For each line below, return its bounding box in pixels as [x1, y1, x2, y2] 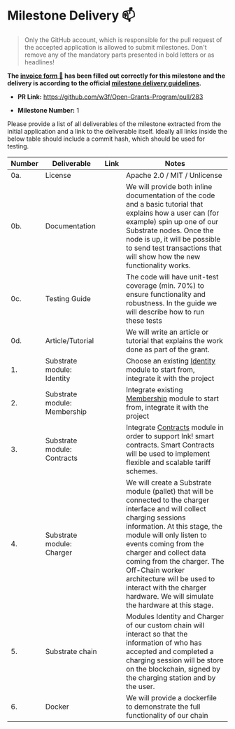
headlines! [24, 57, 55, 66]
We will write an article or [125, 327, 209, 337]
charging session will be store [125, 655, 224, 665]
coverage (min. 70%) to [125, 280, 205, 290]
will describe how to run [125, 307, 205, 317]
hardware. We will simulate [125, 591, 214, 601]
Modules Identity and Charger [125, 611, 225, 621]
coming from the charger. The [125, 556, 225, 566]
